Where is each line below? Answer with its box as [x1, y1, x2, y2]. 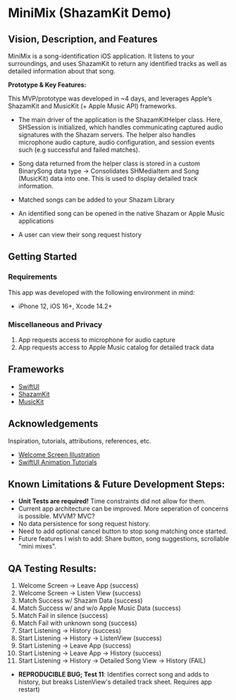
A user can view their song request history [18, 231, 142, 238]
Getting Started [8, 251, 77, 263]
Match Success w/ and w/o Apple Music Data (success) [18, 604, 182, 612]
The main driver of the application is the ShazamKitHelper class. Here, [18, 115, 223, 124]
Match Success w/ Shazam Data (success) [18, 596, 143, 605]
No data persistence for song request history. [18, 520, 151, 528]
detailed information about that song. [8, 67, 116, 75]
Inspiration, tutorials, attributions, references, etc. [8, 436, 151, 445]
